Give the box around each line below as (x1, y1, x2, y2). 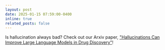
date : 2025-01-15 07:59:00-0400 (5, 12, 72, 17)
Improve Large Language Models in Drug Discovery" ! (5, 40, 114, 46)
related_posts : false (5, 21, 50, 26)
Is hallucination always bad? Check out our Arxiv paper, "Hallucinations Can (5, 34, 160, 40)
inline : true (5, 16, 32, 21)
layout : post (5, 7, 32, 12)
